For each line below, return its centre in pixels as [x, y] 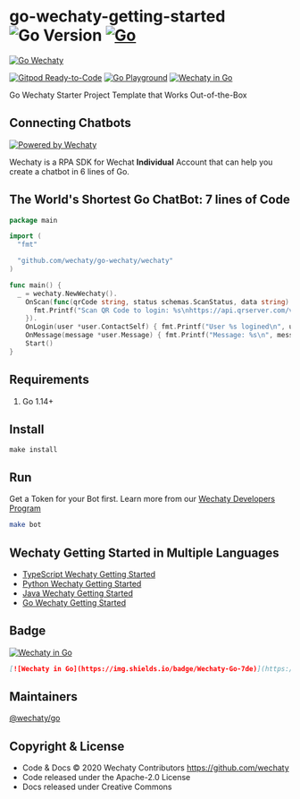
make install [33, 450]
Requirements [49, 380]
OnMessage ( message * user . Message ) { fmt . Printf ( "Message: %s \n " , [150, 336]
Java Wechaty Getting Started [78, 593]
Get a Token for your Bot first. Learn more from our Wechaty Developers [142, 499]
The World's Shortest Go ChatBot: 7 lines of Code [150, 200]
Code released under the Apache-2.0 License [106, 778]
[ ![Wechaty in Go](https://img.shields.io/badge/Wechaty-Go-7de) [133, 668]
